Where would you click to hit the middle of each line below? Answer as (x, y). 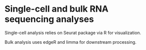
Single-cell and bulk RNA (57, 9)
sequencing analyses (49, 19)
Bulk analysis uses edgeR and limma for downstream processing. (71, 42)
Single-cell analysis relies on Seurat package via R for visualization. (73, 33)
